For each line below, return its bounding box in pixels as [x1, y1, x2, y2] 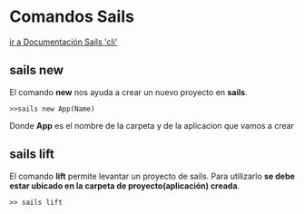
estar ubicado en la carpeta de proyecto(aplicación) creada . [9, 180, 240, 191]
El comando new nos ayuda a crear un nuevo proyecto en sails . [9, 86, 248, 97]
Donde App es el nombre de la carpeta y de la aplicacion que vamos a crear [9, 120, 295, 131]
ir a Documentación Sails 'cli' [9, 36, 118, 47]
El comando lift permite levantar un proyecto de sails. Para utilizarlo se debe [9, 170, 295, 181]
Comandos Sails [9, 6, 134, 27]
